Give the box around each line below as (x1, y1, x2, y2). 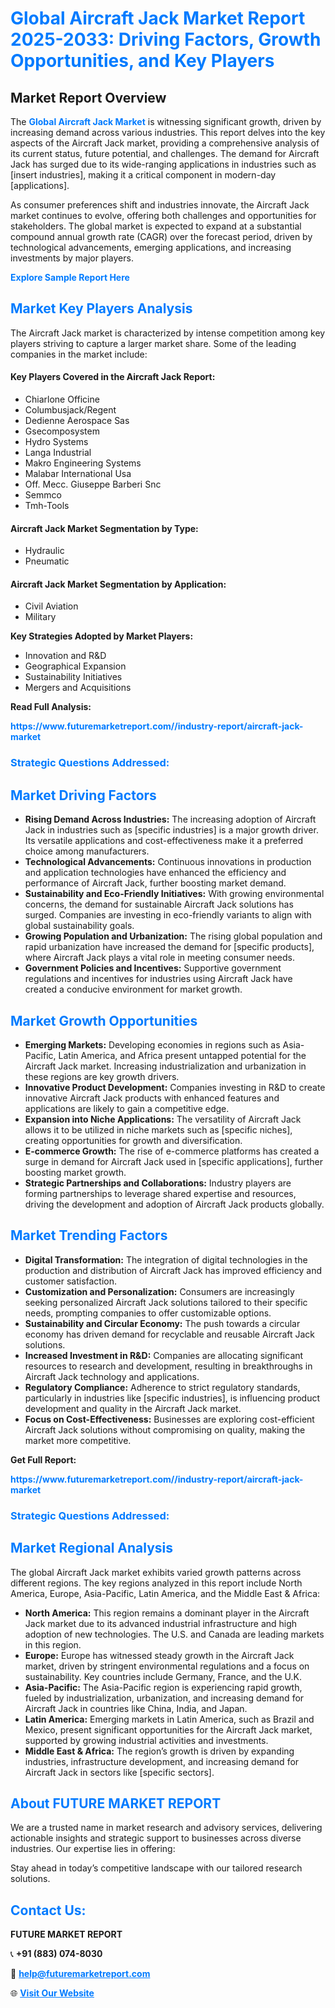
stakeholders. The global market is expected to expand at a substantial (10, 220, 302, 232)
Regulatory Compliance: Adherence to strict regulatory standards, (24, 1381, 301, 1393)
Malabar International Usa (24, 468, 132, 480)
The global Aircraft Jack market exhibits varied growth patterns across (10, 1566, 302, 1578)
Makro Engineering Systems (24, 457, 142, 469)
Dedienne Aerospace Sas (24, 415, 130, 427)
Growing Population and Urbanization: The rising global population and (24, 930, 323, 942)
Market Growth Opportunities (10, 1012, 198, 1029)
